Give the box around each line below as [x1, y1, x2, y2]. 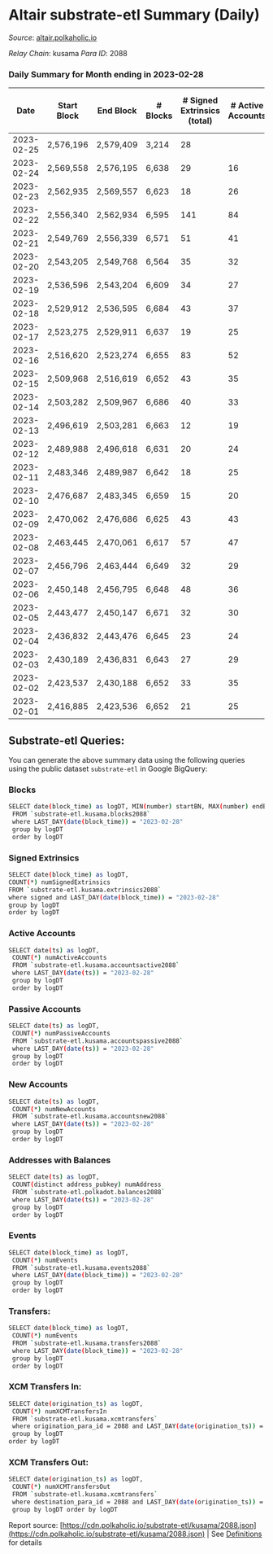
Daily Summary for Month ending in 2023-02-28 [8, 68, 205, 80]
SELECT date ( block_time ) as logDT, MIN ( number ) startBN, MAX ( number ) [8, 803, 249, 811]
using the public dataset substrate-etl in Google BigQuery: [8, 764, 208, 774]
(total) [188, 116, 213, 127]
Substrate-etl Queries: [8, 733, 125, 747]
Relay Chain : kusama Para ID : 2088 [8, 48, 128, 58]
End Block [97, 105, 137, 116]
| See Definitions [206, 1529, 262, 1539]
